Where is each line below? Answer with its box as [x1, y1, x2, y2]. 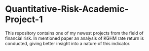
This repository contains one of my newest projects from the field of [5, 30, 144, 36]
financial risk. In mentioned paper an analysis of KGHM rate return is [5, 35, 144, 41]
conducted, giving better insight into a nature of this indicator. [5, 40, 131, 46]
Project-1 [5, 14, 43, 25]
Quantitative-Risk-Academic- [5, 3, 129, 15]
